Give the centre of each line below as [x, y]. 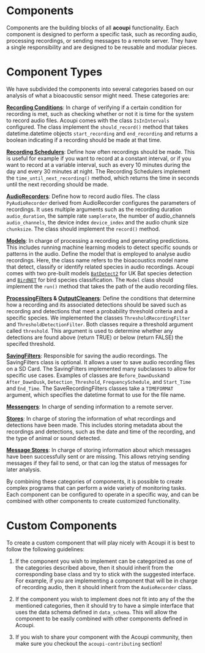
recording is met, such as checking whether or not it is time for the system [100, 113]
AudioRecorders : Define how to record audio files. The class [83, 196]
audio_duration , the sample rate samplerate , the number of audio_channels [101, 216]
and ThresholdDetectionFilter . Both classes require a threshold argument [100, 324]
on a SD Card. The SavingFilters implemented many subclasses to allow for [101, 369]
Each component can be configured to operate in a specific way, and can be [102, 494]
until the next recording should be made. [58, 184]
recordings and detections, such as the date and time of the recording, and [101, 431]
